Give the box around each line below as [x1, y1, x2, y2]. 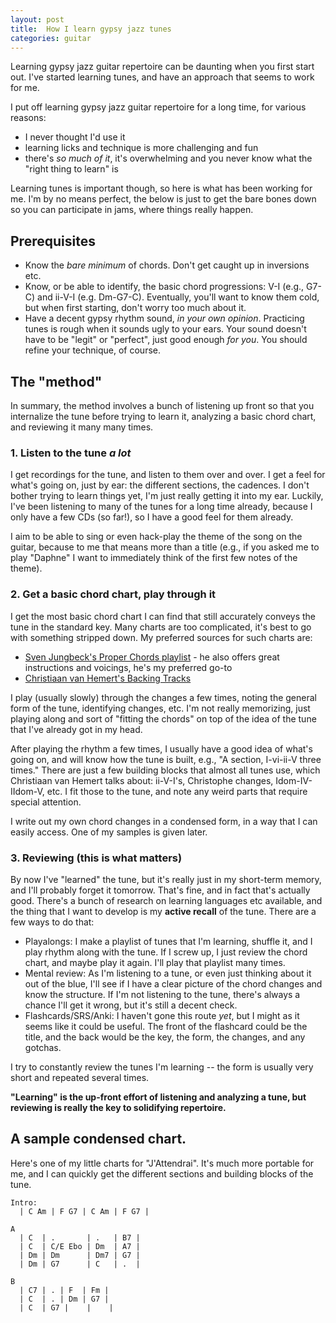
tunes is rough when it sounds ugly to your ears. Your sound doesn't [24, 323, 307, 335]
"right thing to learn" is [24, 163, 119, 175]
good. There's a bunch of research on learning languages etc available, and [10, 894, 323, 906]
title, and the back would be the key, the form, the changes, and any [24, 1031, 306, 1043]
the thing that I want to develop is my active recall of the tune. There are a [10, 905, 317, 917]
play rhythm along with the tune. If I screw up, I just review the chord [24, 946, 308, 958]
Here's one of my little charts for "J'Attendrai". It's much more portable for [10, 1157, 315, 1169]
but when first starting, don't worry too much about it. [24, 302, 247, 314]
